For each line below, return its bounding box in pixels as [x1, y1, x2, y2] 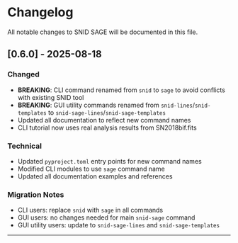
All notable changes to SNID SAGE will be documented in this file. [7, 28, 198, 36]
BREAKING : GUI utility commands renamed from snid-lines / [17, 101, 195, 109]
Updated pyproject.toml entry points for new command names [17, 157, 202, 165]
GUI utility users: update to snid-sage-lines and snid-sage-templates [17, 221, 220, 230]
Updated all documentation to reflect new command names [17, 115, 191, 124]
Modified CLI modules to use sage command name [17, 164, 165, 173]
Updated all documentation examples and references [17, 171, 173, 181]
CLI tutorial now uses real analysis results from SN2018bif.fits [17, 123, 197, 132]
